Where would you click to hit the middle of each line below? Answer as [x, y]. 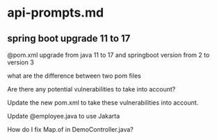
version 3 [21, 62]
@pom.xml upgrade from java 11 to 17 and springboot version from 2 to [108, 55]
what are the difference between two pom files [74, 76]
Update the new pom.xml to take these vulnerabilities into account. [103, 103]
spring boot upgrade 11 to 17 [69, 38]
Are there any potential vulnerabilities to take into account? [91, 89]
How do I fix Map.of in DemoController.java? [70, 129]
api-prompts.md [56, 13]
